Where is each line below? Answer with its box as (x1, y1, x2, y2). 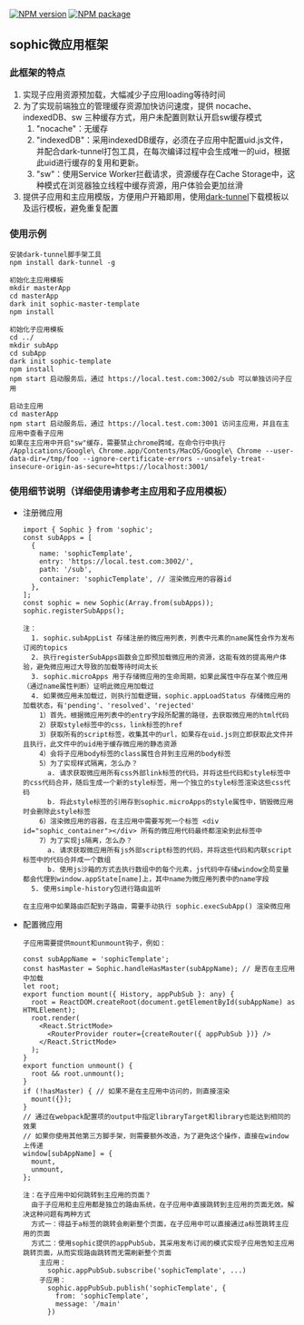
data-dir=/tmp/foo (9, 454, 79, 463)
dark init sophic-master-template (9, 299, 141, 309)
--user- (265, 446, 295, 456)
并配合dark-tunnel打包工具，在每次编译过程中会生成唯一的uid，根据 (35, 145, 290, 156)
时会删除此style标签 (22, 808, 91, 817)
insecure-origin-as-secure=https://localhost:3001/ (9, 462, 209, 471)
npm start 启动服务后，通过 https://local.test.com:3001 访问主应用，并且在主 (9, 418, 290, 428)
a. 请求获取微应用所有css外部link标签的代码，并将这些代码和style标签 (46, 769, 284, 778)
